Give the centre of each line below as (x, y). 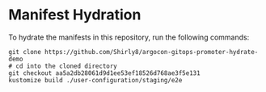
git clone (25, 52)
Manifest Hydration (75, 15)
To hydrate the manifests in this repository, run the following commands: (129, 37)
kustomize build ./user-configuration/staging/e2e (95, 80)
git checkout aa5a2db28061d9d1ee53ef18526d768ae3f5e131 (104, 73)
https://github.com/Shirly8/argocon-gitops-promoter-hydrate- (151, 52)
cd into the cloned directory (66, 66)
